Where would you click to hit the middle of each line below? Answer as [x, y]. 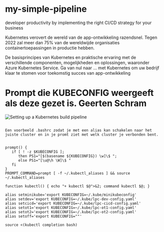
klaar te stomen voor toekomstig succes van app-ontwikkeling [68, 73]
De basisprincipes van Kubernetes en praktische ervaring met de [70, 57]
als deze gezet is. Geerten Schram [76, 103]
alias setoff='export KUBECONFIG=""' [44, 216]
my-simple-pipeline [46, 9]
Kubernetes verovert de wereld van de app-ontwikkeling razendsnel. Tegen [81, 37]
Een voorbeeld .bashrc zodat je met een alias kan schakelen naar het [79, 130]
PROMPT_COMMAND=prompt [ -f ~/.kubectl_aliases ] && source [68, 173]
